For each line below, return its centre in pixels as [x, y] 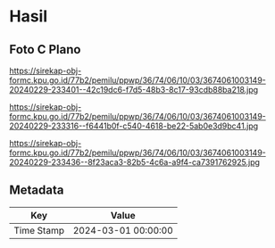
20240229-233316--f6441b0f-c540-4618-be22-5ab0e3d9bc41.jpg [134, 126]
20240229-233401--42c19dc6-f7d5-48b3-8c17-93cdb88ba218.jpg [134, 90]
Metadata [37, 190]
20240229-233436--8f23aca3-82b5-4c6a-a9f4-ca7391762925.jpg [135, 162]
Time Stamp [39, 230]
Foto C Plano [45, 50]
